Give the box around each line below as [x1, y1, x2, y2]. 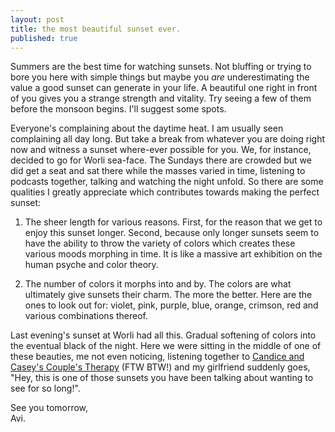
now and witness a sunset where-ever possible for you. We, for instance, [10, 144, 312, 156]
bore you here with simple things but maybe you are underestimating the [10, 71, 310, 83]
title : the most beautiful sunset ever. [10, 24, 182, 34]
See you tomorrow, [10, 402, 89, 414]
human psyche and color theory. [24, 259, 159, 271]
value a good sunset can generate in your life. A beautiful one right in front [10, 82, 318, 94]
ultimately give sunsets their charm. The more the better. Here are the [24, 289, 313, 301]
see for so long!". [10, 382, 81, 395]
